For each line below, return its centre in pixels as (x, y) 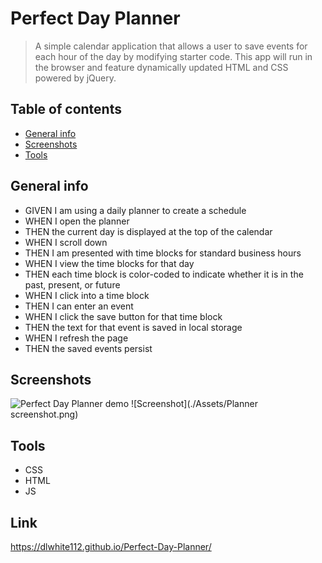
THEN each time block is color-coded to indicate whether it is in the (164, 274)
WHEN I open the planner (77, 221)
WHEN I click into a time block (87, 295)
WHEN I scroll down (66, 242)
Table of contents (66, 109)
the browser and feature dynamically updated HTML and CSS (161, 67)
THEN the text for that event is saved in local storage (133, 327)
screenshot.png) (44, 414)
